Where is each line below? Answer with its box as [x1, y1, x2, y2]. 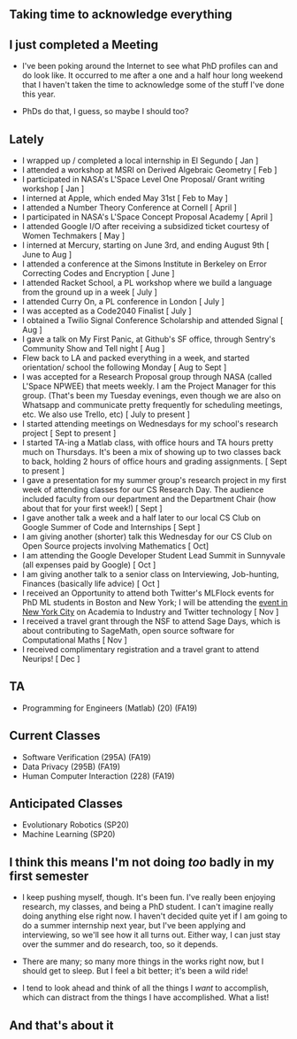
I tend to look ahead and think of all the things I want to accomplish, [21, 982, 270, 994]
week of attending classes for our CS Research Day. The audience [21, 484, 264, 495]
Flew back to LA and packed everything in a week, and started [21, 353, 250, 364]
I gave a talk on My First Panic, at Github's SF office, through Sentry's [21, 334, 276, 344]
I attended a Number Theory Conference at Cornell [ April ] [21, 203, 237, 213]
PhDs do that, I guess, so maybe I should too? [21, 106, 189, 117]
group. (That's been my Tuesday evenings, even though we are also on [21, 390, 281, 401]
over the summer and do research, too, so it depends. [21, 939, 218, 950]
